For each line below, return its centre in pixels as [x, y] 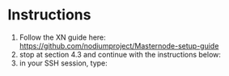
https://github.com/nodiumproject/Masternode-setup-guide [119, 45]
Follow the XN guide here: [62, 37]
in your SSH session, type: [64, 63]
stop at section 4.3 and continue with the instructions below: [120, 54]
